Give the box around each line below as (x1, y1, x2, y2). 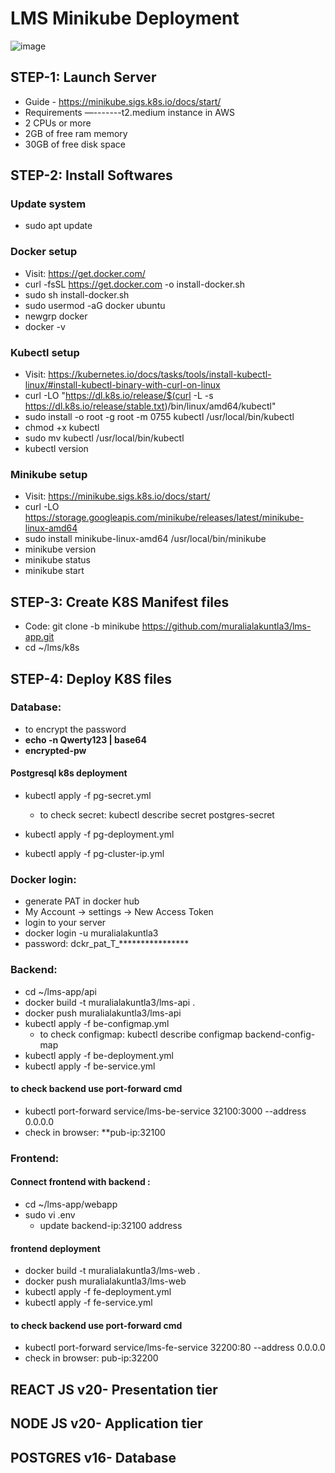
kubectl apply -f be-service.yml (24, 1060, 156, 1072)
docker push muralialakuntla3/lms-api (24, 1007, 182, 1019)
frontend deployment (10, 1242, 101, 1254)
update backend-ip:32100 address (39, 1219, 183, 1231)
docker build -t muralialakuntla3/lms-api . (24, 996, 196, 1008)
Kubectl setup (10, 345, 80, 359)
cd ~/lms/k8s (24, 642, 80, 654)
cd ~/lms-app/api (24, 985, 97, 997)
